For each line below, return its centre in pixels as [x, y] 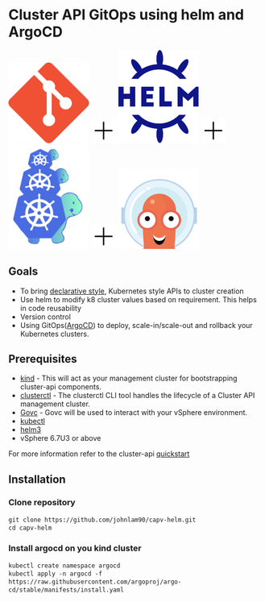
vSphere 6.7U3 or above [60, 438]
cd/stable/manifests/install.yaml [66, 590]
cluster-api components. [61, 387]
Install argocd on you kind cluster [75, 548]
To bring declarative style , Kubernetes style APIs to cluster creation [132, 291]
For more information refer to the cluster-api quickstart [99, 454]
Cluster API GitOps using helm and [126, 15]
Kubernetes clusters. [54, 334]
